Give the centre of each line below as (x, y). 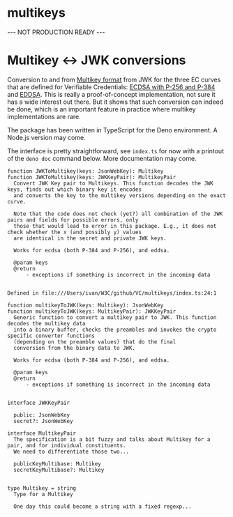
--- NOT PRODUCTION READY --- (56, 32)
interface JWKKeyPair (39, 403)
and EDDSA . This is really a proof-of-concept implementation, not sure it (112, 94)
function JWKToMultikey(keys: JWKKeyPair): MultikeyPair (92, 177)
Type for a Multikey (43, 494)
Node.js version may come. (46, 137)
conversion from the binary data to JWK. (75, 348)
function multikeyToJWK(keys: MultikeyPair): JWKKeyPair (92, 311)
